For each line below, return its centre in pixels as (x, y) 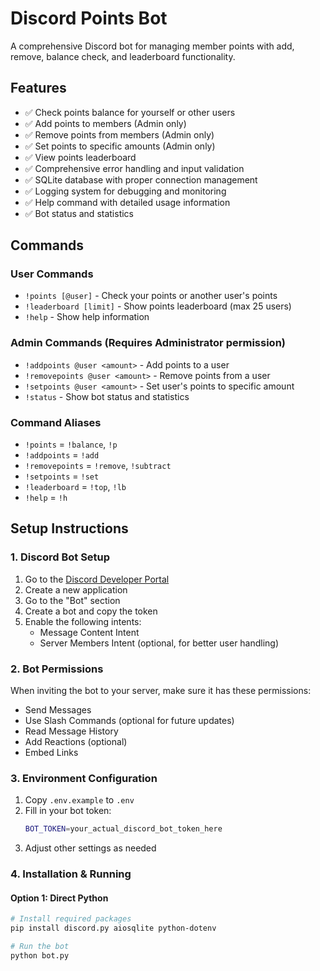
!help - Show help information (87, 317)
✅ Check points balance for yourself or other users (130, 112)
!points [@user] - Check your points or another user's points (151, 296)
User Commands (52, 274)
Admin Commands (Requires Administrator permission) (148, 343)
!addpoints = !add (62, 455)
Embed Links (51, 753)
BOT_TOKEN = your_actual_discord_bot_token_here (123, 829)
